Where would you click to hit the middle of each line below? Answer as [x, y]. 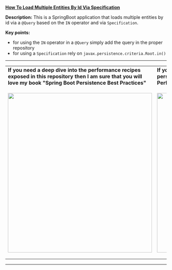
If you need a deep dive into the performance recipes [74, 70]
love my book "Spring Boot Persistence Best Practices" [77, 83]
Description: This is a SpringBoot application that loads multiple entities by [84, 17]
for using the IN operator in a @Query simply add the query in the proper [88, 42]
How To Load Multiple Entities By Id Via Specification [63, 7]
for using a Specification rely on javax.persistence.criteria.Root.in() [89, 53]
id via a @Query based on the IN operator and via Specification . [72, 23]
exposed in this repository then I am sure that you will [75, 76]
